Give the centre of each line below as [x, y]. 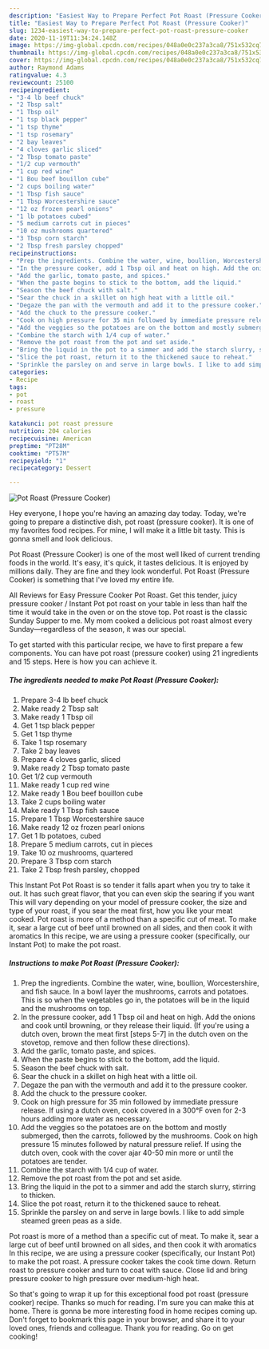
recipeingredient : [40, 90]
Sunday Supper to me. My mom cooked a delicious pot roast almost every [131, 621]
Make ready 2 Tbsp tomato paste [75, 768]
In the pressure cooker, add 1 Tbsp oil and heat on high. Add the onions [138, 1017]
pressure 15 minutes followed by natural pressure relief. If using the [131, 1145]
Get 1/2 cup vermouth [56, 776]
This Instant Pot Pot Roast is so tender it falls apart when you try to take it [130, 885]
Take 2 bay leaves [50, 751]
